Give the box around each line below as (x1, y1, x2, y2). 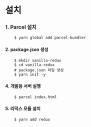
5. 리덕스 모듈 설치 (5, 105, 41, 111)
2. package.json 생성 (5, 46, 48, 52)
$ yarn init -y (14, 72, 46, 77)
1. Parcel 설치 (5, 23, 36, 30)
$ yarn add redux (14, 117, 50, 122)
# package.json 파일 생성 (14, 67, 64, 72)
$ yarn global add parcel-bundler (14, 35, 86, 40)
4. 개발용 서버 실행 (5, 83, 41, 89)
